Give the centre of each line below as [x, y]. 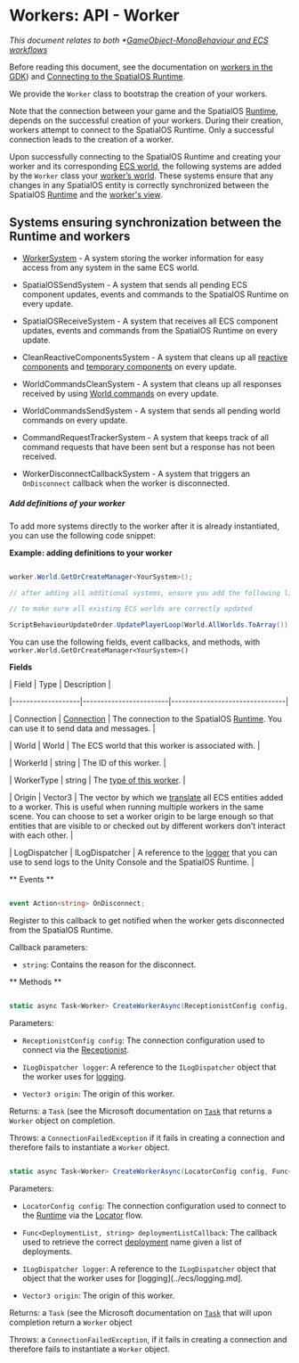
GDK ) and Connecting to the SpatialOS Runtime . [97, 76]
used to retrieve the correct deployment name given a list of [132, 1242]
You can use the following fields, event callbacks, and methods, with [135, 642]
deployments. [47, 1251]
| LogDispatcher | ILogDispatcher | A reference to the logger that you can [143, 853]
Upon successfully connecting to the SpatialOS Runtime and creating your [145, 156]
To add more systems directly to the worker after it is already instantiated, [145, 526]
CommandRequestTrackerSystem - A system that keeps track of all [145, 437]
